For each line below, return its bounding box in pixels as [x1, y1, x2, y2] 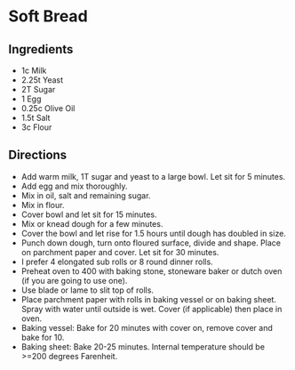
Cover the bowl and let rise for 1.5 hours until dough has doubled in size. [20, 228, 286, 238]
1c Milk [20, 65, 47, 76]
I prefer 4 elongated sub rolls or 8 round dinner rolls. [20, 256, 214, 267]
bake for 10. [20, 332, 65, 342]
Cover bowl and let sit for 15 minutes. [20, 209, 157, 220]
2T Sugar [20, 84, 56, 94]
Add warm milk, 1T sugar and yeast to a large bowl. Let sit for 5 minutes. [20, 171, 286, 181]
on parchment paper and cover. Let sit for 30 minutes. [20, 246, 219, 257]
